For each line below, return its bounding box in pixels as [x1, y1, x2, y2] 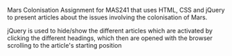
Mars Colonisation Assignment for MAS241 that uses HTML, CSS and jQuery [7, 6, 225, 14]
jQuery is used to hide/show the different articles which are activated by [7, 27, 213, 35]
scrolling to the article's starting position [7, 41, 123, 49]
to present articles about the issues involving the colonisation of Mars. [7, 13, 208, 21]
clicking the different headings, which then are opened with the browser [7, 34, 213, 42]
